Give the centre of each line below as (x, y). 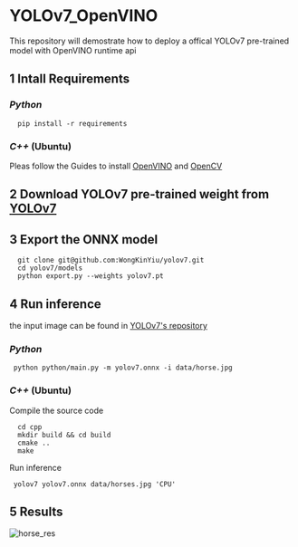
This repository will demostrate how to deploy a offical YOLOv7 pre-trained (149, 41)
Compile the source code (57, 410)
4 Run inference (55, 304)
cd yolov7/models (50, 268)
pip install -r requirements (72, 123)
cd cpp (30, 427)
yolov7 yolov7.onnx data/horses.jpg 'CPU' (95, 484)
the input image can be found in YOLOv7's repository (109, 325)
